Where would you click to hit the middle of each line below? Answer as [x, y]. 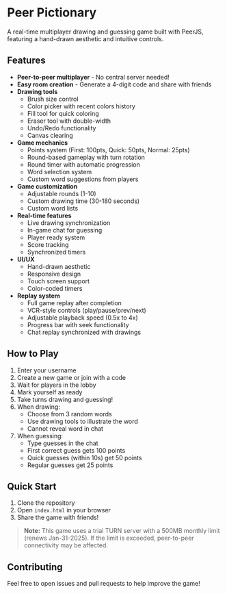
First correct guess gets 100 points [76, 450]
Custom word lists [53, 208]
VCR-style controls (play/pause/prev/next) [87, 310]
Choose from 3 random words [69, 414]
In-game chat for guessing [65, 230]
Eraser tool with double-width [69, 121]
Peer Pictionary [52, 13]
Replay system [38, 296]
